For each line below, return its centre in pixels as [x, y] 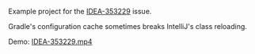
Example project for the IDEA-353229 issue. [80, 11]
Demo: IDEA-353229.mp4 [50, 41]
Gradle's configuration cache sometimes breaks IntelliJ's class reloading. [128, 26]
